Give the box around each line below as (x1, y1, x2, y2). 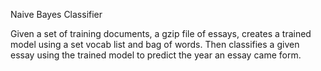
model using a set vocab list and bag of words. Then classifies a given (10, 39, 300, 50)
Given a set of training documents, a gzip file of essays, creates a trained (10, 28, 312, 39)
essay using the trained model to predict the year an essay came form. (10, 49, 302, 61)
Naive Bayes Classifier (10, 9, 103, 20)
